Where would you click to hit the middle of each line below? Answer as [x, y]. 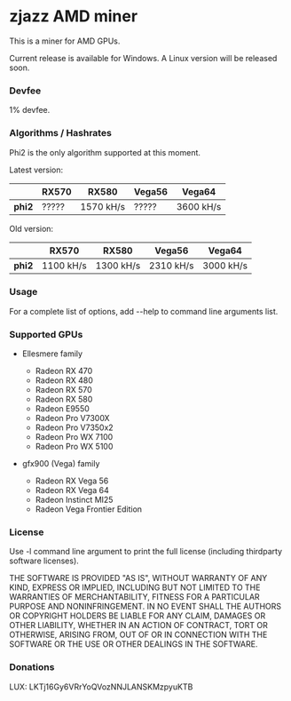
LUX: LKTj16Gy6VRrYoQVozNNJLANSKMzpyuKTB [101, 687]
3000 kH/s [225, 266]
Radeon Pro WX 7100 [74, 437]
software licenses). [44, 561]
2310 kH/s [172, 266]
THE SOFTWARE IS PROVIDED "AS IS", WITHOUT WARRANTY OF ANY [138, 578]
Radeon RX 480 [64, 380]
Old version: [31, 228]
